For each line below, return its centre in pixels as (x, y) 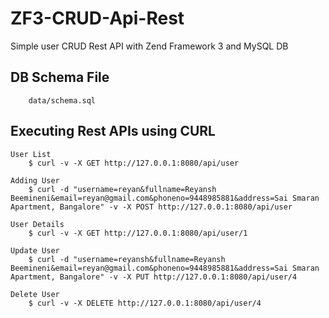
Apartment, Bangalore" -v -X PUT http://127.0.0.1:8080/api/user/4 (154, 277)
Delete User (35, 294)
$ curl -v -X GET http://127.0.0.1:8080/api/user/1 (138, 233)
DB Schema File (60, 77)
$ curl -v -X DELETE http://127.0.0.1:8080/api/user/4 (145, 303)
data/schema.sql (62, 100)
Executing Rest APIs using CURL (113, 131)
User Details (37, 224)
